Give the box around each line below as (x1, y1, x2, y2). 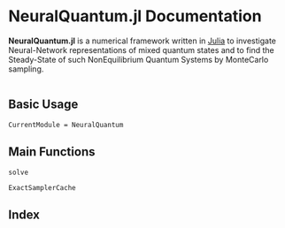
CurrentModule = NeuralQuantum (8, 120, 124, 129)
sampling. (8, 64, 44, 74)
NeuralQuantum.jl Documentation (8, 6, 262, 27)
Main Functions (8, 144, 96, 160)
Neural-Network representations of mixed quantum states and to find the (8, 44, 275, 55)
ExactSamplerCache (8, 183, 76, 192)
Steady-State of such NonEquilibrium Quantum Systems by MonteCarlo (8, 54, 269, 65)
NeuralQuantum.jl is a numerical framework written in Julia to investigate (8, 35, 276, 46)
